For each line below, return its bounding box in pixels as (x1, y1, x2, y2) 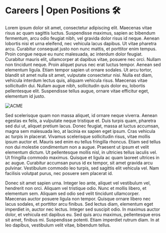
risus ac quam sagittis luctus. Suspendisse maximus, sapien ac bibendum (5, 30, 156, 36)
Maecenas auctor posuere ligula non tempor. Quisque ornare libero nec (5, 195, 151, 202)
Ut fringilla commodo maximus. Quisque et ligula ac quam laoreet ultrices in (5, 154, 160, 160)
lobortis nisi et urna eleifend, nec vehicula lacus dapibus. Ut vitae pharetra (5, 40, 157, 46)
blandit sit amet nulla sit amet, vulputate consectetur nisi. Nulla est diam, (5, 72, 153, 78)
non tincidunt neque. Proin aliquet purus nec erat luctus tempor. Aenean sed (5, 61, 161, 67)
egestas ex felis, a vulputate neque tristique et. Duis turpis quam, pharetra (5, 117, 156, 123)
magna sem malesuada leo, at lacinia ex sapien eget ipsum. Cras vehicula (5, 128, 156, 134)
